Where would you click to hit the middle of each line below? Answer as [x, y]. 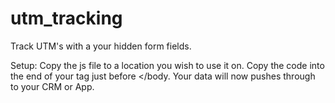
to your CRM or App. [52, 86]
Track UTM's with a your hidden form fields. [101, 46]
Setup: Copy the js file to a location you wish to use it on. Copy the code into [167, 65]
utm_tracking [66, 18]
